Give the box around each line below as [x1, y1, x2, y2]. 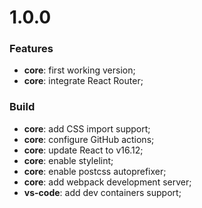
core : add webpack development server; [23, 176, 192, 188]
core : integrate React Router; [23, 75, 144, 87]
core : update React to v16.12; [23, 144, 144, 156]
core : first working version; [23, 64, 136, 76]
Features [9, 42, 54, 56]
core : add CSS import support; [23, 122, 151, 135]
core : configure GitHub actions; [23, 133, 155, 145]
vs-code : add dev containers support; [23, 186, 182, 198]
